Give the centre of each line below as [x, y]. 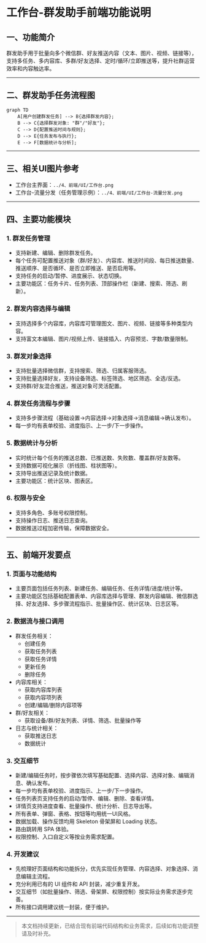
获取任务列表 [40, 651]
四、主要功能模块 [39, 220]
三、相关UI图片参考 [43, 169]
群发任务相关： [34, 636]
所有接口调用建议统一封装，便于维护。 [63, 907]
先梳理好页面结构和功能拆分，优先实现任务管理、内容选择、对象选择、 [104, 869]
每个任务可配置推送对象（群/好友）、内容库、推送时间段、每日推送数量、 [106, 260]
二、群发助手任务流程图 [51, 96]
